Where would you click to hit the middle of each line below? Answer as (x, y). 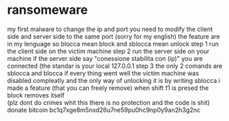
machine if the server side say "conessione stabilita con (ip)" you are (105, 58)
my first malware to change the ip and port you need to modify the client (110, 29)
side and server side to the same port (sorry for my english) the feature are (114, 36)
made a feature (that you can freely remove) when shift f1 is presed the (108, 88)
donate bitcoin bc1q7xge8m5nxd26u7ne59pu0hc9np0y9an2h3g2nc (104, 110)
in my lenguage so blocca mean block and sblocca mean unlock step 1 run (113, 44)
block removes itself (36, 95)
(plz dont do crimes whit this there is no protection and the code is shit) (109, 102)
